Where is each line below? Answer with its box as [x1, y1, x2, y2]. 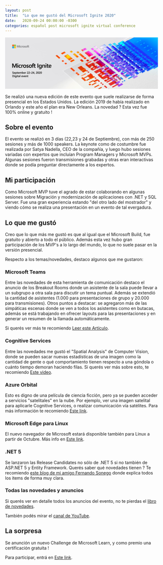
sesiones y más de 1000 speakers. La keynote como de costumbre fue [5, 141, 147, 147]
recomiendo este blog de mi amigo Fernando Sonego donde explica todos [5, 470, 153, 475]
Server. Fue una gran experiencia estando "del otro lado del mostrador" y [5, 200, 152, 205]
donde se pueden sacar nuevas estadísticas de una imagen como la [5, 353, 141, 360]
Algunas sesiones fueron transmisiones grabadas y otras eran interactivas [5, 157, 154, 163]
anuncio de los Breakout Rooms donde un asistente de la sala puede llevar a [5, 285, 158, 291]
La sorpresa [5, 527, 42, 535]
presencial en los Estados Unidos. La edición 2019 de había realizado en [5, 99, 149, 105]
